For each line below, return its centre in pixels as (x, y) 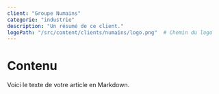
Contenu (32, 66)
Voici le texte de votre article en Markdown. (68, 85)
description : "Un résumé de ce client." (66, 26)
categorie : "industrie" (41, 20)
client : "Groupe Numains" (44, 13)
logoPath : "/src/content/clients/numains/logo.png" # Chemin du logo (110, 32)
